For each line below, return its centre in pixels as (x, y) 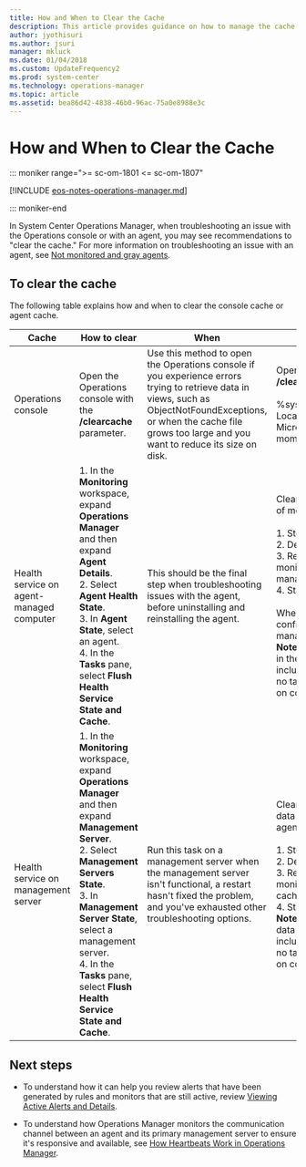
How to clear (109, 338)
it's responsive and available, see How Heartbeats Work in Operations (153, 1143)
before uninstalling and (196, 607)
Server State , (108, 919)
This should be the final (197, 573)
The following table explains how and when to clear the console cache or (147, 305)
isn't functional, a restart (199, 884)
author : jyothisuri (46, 35)
